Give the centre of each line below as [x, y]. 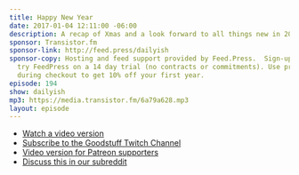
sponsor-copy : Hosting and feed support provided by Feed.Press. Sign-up [151, 59]
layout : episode [39, 108]
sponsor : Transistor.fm [53, 42]
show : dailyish [37, 91]
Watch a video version [63, 133]
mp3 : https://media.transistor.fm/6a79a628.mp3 [99, 100]
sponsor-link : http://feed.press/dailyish [89, 51]
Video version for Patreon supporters [90, 153]
